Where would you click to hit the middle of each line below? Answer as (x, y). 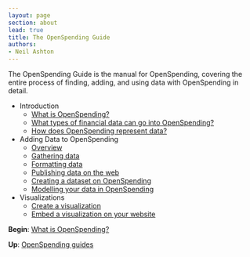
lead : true (26, 30)
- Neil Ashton (31, 52)
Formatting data (57, 164)
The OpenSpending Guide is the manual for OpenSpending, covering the (125, 74)
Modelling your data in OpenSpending (92, 189)
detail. (18, 90)
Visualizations (42, 197)
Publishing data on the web (75, 172)
